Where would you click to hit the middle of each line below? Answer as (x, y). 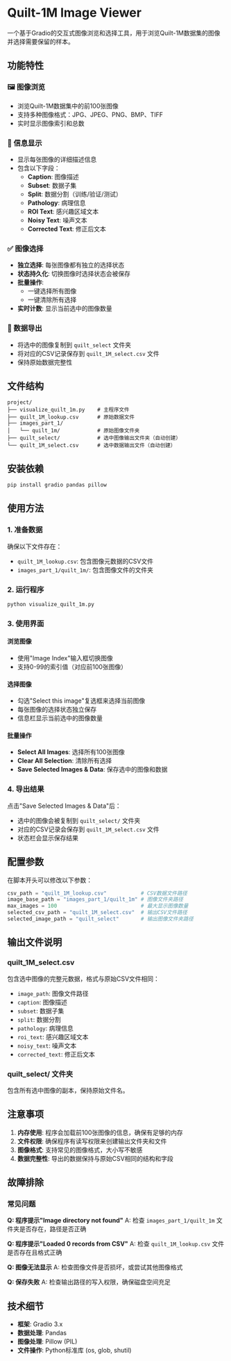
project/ (20, 402)
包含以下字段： (38, 168)
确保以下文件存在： (35, 546)
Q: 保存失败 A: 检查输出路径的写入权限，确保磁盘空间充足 (89, 1282)
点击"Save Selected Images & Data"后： (64, 806)
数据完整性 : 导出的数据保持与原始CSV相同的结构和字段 (95, 1158)
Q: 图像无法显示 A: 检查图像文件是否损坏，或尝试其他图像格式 (95, 1267)
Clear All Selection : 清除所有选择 (65, 761)
